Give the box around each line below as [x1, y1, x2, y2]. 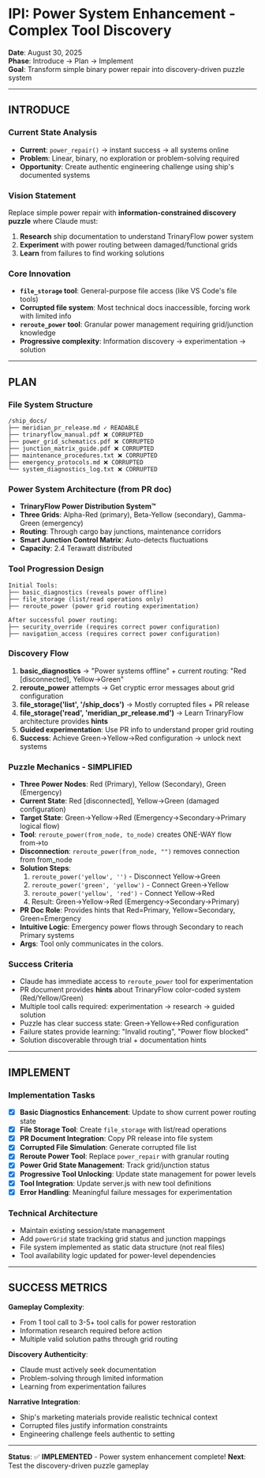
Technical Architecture [8, 1208, 99, 1219]
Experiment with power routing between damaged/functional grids [19, 240, 238, 249]
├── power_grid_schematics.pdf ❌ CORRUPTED [8, 437, 155, 445]
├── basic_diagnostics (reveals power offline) [8, 588, 168, 596]
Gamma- [217, 510, 247, 520]
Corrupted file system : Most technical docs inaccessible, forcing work [19, 303, 251, 312]
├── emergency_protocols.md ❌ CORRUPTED [8, 458, 144, 467]
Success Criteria [8, 958, 73, 970]
